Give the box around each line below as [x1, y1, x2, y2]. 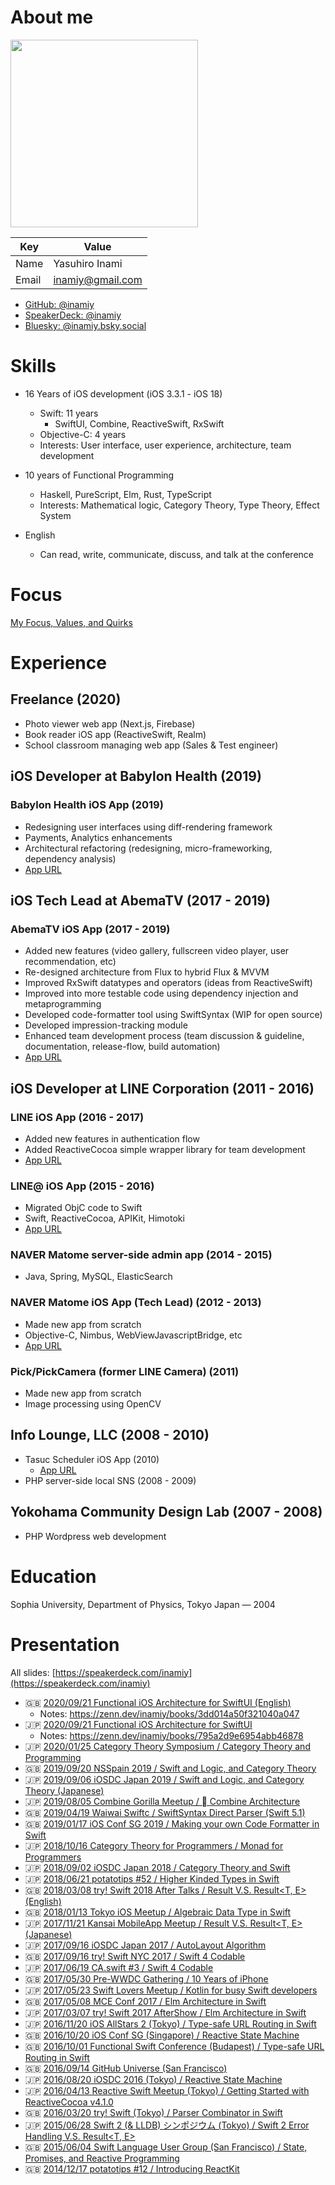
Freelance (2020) [10, 691, 122, 708]
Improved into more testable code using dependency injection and [24, 987, 299, 1000]
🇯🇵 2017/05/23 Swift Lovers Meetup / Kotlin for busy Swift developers [24, 1984, 318, 1996]
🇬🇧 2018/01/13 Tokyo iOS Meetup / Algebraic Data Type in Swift [24, 1906, 292, 1918]
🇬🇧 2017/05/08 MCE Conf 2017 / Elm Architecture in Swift [24, 1995, 267, 2007]
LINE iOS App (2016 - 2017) [10, 1110, 145, 1124]
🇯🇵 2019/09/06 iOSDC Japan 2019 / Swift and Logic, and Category [24, 1773, 305, 1785]
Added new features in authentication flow [24, 1132, 200, 1145]
